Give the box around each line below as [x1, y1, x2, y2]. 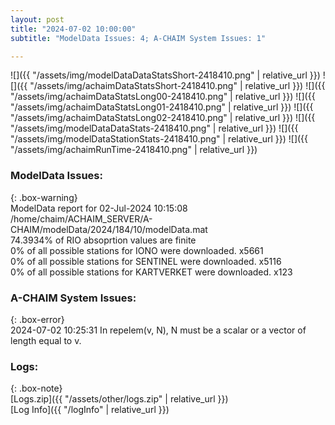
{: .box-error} [10, 313, 65, 325]
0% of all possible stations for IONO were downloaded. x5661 [10, 244, 264, 256]
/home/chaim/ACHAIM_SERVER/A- [10, 212, 153, 225]
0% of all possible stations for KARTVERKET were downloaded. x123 [10, 266, 293, 278]
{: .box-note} [10, 382, 63, 395]
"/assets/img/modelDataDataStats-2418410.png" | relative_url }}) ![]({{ [10, 122, 299, 135]
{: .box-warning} [10, 191, 78, 203]
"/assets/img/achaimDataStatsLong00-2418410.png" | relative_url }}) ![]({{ [10, 91, 316, 103]
